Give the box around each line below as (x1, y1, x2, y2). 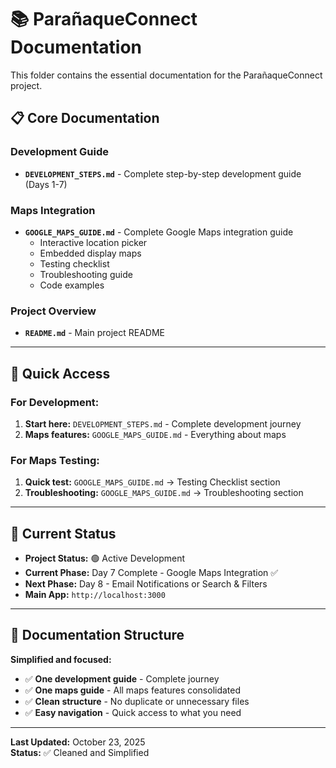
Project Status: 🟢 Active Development (24, 552, 186, 565)
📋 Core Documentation (10, 110, 160, 127)
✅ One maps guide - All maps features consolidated (24, 684, 242, 696)
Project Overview (10, 304, 97, 318)
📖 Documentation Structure (10, 627, 185, 644)
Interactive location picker (39, 236, 148, 248)
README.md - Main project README (24, 327, 165, 339)
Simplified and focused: (10, 653, 112, 665)
